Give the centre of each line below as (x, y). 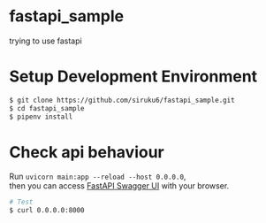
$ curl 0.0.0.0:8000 (47, 211)
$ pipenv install (41, 117)
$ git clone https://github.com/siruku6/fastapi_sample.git (122, 100)
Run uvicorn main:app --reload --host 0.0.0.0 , (98, 177)
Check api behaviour (87, 152)
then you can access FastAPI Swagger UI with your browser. (119, 186)
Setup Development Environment (133, 77)
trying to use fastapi (46, 41)
